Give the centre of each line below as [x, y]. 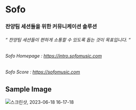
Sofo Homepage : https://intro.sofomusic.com [54, 56]
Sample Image [29, 89]
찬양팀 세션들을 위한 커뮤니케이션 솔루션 [51, 27]
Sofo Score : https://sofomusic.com [43, 72]
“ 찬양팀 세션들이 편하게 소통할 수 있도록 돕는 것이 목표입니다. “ [68, 40]
